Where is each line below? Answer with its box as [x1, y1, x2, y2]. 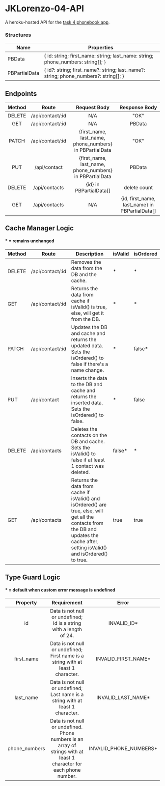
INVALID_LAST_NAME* [96, 694, 150, 701]
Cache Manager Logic [5, 224, 74, 232]
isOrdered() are [71, 501, 107, 508]
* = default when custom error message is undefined [5, 587, 115, 592]
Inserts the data [71, 374, 107, 381]
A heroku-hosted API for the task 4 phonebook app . [5, 19, 110, 25]
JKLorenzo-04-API [5, 3, 84, 14]
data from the [71, 265, 102, 272]
